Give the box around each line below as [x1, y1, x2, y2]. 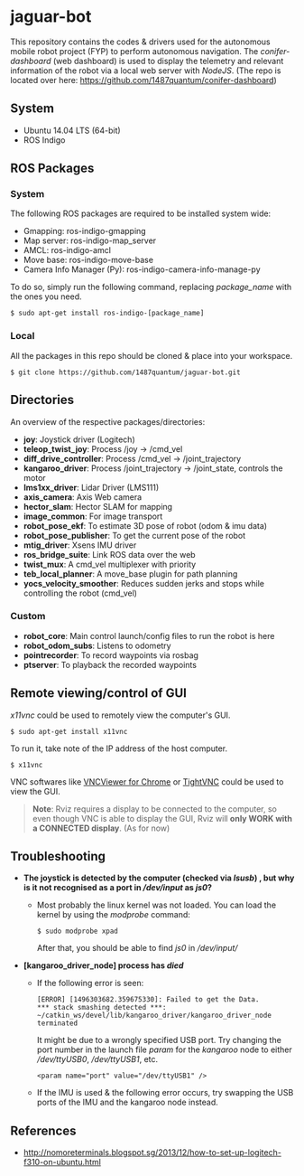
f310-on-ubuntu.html [23, 1157, 102, 1168]
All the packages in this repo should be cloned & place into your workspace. [10, 350, 293, 361]
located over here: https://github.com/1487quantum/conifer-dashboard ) [10, 74, 278, 85]
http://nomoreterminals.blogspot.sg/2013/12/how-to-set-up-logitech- [23, 1147, 282, 1158]
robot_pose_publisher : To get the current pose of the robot [23, 530, 246, 541]
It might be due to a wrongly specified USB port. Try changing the [36, 1035, 282, 1046]
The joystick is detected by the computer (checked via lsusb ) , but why [23, 872, 295, 883]
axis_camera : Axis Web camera [23, 491, 143, 503]
